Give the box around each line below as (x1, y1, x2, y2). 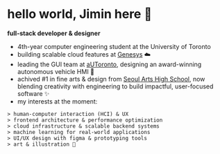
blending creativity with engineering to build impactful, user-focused (17, 82, 214, 90)
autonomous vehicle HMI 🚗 (17, 67, 95, 75)
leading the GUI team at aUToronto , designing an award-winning (17, 60, 202, 68)
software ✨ (17, 89, 50, 97)
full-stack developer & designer (7, 29, 101, 37)
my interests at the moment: (17, 97, 98, 106)
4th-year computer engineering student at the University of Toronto (17, 42, 212, 50)
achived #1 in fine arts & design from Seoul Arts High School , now (17, 75, 205, 83)
